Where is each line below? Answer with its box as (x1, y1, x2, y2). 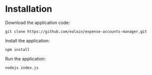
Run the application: (5, 55, 46, 62)
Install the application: (5, 38, 51, 44)
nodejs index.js (5, 65, 39, 70)
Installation (5, 3, 52, 15)
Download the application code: (5, 20, 70, 25)
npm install (5, 47, 30, 52)
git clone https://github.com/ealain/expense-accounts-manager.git (5, 29, 148, 34)
